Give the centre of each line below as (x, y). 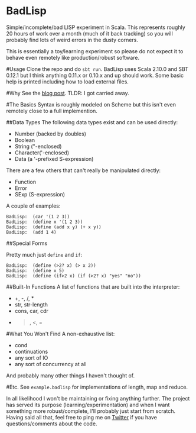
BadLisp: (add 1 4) (32, 232)
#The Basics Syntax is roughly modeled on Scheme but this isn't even (91, 104)
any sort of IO (31, 358)
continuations (31, 351)
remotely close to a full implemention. (52, 111)
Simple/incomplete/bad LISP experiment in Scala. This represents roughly (96, 27)
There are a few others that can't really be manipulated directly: (84, 170)
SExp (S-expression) (40, 194)
